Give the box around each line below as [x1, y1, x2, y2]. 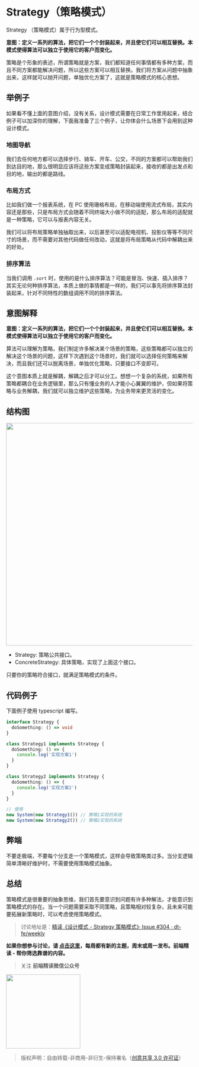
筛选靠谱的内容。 [26, 949, 69, 957]
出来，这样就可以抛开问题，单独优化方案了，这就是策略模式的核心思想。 [6, 74, 182, 81]
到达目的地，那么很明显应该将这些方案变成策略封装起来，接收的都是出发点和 [6, 163, 193, 170]
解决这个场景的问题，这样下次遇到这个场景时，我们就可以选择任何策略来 [6, 353, 182, 360]
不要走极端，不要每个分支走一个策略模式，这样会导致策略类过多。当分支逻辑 [6, 852, 193, 859]
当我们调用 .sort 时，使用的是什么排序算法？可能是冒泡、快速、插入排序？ [6, 274, 188, 281]
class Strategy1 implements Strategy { [6, 740, 105, 747]
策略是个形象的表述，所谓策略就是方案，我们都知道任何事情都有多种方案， [6, 59, 188, 66]
